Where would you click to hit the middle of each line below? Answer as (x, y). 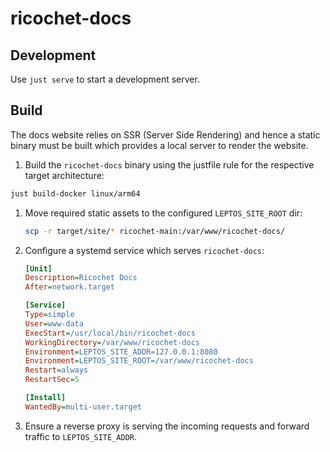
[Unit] (38, 268)
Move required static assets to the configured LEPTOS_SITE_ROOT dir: (163, 213)
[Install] (45, 398)
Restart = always (56, 370)
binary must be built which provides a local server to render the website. (159, 145)
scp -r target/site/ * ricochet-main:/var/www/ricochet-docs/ (155, 231)
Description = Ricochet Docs (81, 278)
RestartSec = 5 (52, 380)
